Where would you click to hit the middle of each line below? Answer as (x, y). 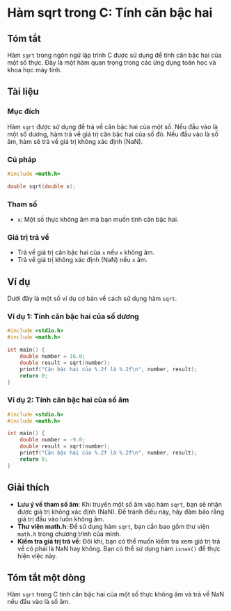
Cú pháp (22, 159)
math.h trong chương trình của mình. (69, 534)
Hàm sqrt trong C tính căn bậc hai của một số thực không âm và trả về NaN (116, 594)
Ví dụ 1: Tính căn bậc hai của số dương (73, 316)
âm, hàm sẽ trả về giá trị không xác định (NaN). (75, 141)
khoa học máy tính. (35, 70)
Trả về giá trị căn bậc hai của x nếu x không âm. (86, 252)
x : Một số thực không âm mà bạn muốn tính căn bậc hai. (98, 220)
